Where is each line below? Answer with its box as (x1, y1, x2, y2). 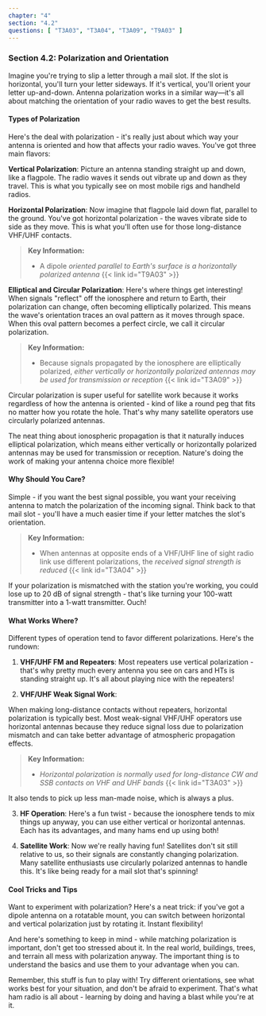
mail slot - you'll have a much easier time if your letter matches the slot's (8, 510, 246, 519)
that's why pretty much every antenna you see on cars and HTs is (19, 665, 235, 676)
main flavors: (8, 149, 51, 158)
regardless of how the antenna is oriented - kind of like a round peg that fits (8, 398, 256, 408)
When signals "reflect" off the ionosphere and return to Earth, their (8, 293, 226, 303)
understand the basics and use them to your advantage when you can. (8, 960, 240, 970)
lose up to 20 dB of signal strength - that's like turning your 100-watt (8, 589, 233, 599)
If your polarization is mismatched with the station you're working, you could (8, 581, 259, 591)
